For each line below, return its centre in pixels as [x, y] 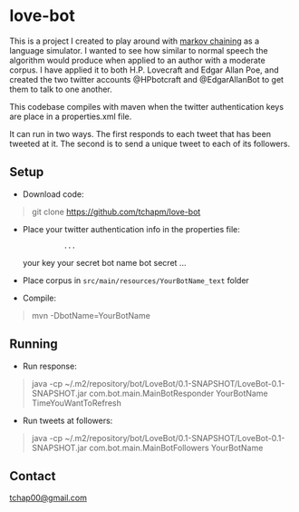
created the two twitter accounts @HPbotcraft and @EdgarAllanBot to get [146, 79]
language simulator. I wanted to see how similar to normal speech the [139, 50]
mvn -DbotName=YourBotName [91, 315]
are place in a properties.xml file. [71, 116]
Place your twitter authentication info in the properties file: [131, 229]
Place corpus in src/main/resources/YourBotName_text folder [135, 280]
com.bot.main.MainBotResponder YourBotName [179, 393]
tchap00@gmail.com [48, 498]
